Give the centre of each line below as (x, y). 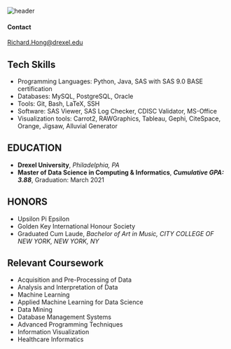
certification (35, 89)
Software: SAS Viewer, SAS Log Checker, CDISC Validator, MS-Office (117, 111)
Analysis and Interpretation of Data (68, 287)
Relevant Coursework (55, 263)
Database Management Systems (64, 317)
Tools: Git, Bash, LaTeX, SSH (58, 104)
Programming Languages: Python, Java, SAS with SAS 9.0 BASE (110, 81)
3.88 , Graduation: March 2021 (61, 179)
